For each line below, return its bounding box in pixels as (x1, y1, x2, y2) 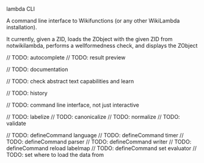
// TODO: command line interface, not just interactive (6, 101, 139, 108)
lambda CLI (6, 6, 35, 12)
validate (6, 119, 26, 127)
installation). (6, 24, 37, 31)
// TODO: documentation (6, 66, 68, 73)
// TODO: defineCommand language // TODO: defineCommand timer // (6, 132, 184, 138)
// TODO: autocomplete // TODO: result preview (6, 54, 126, 61)
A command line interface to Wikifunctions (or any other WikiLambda (6, 17, 180, 24)
